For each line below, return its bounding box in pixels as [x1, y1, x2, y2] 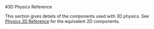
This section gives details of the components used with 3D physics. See [5, 14, 149, 19]
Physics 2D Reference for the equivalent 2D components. [5, 18, 120, 24]
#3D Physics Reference [5, 4, 52, 10]
